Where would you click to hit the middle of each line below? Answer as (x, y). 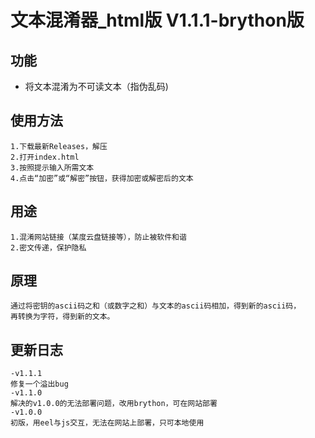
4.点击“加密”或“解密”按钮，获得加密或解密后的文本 (102, 178)
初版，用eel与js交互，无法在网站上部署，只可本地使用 (107, 423)
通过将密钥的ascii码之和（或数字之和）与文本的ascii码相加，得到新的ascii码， (156, 306)
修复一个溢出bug (39, 384)
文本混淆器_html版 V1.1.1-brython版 (157, 20)
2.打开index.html (45, 157)
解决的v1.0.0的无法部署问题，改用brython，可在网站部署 (114, 404)
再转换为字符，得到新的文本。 (62, 317)
